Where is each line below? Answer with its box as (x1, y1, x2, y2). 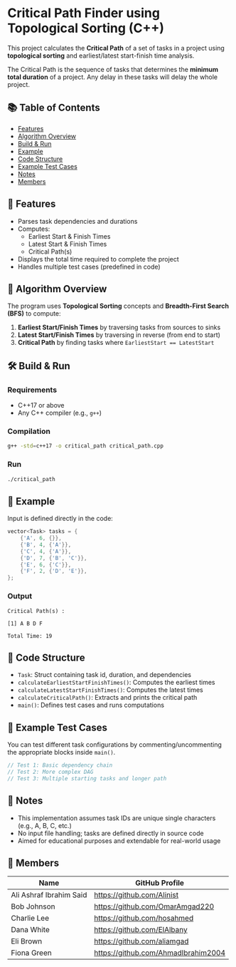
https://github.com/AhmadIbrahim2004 (93, 948, 226, 958)
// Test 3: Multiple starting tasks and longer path (7, 775, 167, 782)
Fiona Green (11, 948, 52, 958)
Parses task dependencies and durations (17, 217, 138, 225)
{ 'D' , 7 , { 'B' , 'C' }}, (20, 554, 87, 562)
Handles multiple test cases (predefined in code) (17, 262, 161, 271)
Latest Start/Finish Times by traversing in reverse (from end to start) (17, 331, 220, 339)
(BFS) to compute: (7, 309, 62, 318)
